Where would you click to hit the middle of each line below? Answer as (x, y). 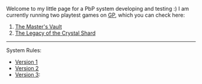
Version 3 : (28, 75)
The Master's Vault (38, 27)
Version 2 (27, 68)
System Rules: (24, 50)
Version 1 (26, 62)
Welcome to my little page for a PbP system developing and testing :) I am (98, 9)
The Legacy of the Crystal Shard (55, 33)
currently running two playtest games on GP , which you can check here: (96, 15)
